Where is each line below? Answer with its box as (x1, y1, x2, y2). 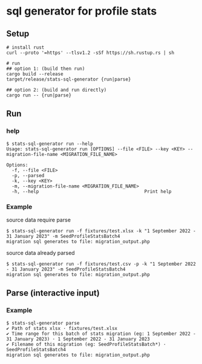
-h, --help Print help (11, 188, 172, 195)
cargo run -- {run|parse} (6, 92, 71, 98)
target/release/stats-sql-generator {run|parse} (6, 76, 131, 83)
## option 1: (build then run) (6, 66, 85, 72)
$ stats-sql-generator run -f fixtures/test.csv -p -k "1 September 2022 (6, 261, 197, 267)
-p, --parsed (11, 172, 45, 178)
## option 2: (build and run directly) (6, 87, 107, 93)
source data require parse (6, 216, 71, 223)
